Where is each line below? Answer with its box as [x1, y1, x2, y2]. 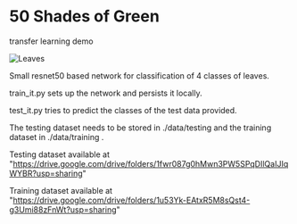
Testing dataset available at [9, 149, 110, 160]
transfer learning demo [9, 36, 94, 46]
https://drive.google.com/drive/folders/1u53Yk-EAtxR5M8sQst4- [12, 195, 251, 205]
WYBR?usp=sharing [9, 168, 83, 178]
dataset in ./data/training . [9, 131, 104, 142]
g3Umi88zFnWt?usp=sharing [9, 203, 117, 215]
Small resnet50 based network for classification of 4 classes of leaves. [9, 70, 270, 81]
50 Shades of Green [9, 6, 161, 27]
